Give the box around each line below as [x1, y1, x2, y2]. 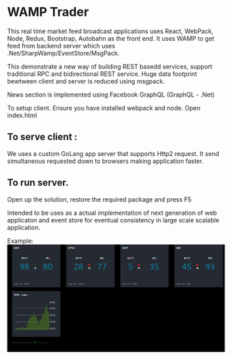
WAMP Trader [7, 4, 89, 20]
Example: [7, 236, 34, 245]
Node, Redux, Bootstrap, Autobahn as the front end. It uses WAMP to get [7, 34, 215, 42]
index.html [7, 111, 37, 119]
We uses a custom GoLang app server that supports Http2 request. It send [7, 149, 220, 157]
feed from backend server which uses [7, 41, 115, 50]
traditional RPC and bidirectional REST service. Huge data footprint [7, 70, 197, 78]
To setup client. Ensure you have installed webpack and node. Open [7, 104, 201, 112]
